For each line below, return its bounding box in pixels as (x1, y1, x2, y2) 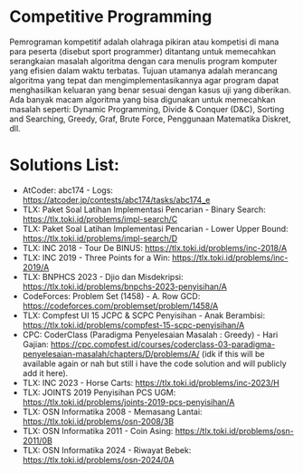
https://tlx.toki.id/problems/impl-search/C (22, 213, 178, 224)
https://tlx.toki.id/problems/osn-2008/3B (22, 415, 175, 427)
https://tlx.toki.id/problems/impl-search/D (22, 233, 178, 244)
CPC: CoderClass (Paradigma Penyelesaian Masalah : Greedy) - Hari (22, 329, 279, 340)
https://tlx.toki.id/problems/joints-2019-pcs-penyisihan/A (22, 396, 235, 407)
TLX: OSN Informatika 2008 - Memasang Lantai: (22, 406, 203, 417)
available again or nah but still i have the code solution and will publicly (22, 358, 287, 369)
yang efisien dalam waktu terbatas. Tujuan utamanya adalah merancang (9, 65, 278, 76)
